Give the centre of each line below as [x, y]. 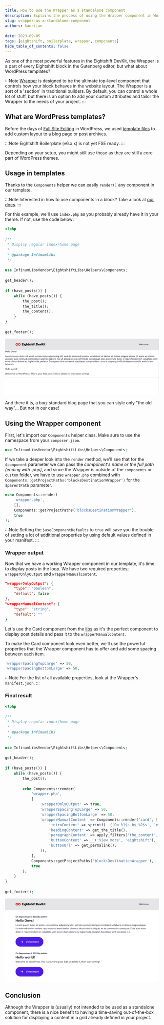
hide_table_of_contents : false [37, 46]
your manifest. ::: [22, 540]
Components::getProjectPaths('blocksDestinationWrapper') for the [72, 480]
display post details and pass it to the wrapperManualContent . [65, 634]
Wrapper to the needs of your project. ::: [46, 101]
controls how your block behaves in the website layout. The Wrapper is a [78, 86]
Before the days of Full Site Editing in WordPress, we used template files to [80, 128]
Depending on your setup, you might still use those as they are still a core [79, 153]
